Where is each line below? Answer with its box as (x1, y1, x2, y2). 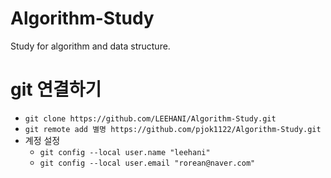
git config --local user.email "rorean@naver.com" (39, 158, 256, 168)
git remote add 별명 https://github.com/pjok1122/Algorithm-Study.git (24, 124, 322, 134)
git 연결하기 (10, 78, 102, 101)
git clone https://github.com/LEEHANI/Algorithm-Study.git (24, 113, 277, 124)
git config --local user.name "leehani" (39, 147, 211, 157)
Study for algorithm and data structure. (10, 40, 171, 52)
